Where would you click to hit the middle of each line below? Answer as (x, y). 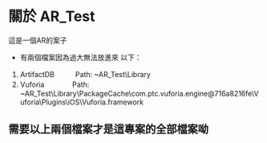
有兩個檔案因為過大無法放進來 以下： (81, 57)
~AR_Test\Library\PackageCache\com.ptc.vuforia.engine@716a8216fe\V (139, 93)
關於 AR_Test (52, 16)
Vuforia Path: (55, 84)
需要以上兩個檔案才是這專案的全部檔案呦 (108, 129)
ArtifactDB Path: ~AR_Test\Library (85, 74)
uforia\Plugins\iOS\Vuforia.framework (82, 102)
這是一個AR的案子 (38, 40)
